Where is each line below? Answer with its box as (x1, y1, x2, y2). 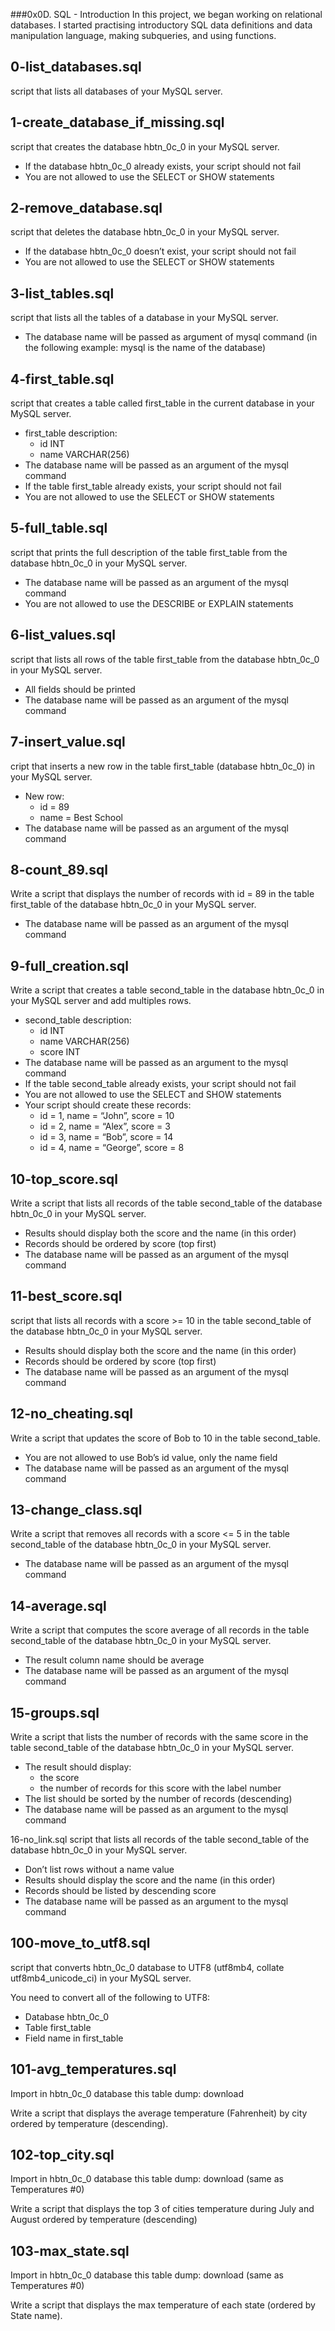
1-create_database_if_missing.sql (10, 114, 225, 131)
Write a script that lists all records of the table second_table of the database (10, 1197, 323, 1209)
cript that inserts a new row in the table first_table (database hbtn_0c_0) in (10, 760, 315, 772)
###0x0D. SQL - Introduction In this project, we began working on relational (10, 9, 323, 20)
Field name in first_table (24, 2032, 124, 2044)
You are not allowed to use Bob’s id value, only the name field (24, 1451, 278, 1463)
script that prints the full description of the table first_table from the (10, 546, 288, 558)
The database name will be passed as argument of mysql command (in (24, 331, 318, 343)
